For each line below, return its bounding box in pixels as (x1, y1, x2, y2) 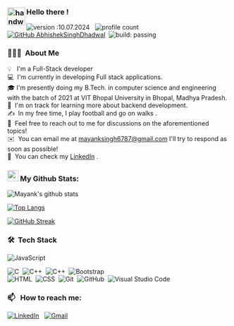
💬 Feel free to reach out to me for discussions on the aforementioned (7, 119, 209, 127)
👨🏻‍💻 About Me (7, 48, 60, 58)
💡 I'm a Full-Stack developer (7, 64, 93, 73)
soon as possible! (7, 145, 58, 153)
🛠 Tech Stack (7, 235, 58, 245)
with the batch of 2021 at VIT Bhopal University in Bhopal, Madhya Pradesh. (7, 93, 228, 102)
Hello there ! (26, 7, 69, 17)
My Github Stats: (20, 174, 80, 183)
